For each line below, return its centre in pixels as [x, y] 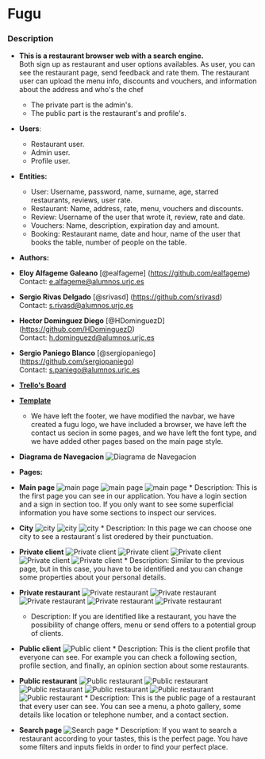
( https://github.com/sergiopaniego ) [77, 361]
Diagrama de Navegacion [61, 457]
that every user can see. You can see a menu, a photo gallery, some [130, 707]
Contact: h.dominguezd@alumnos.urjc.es [87, 337]
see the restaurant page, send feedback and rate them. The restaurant [134, 73]
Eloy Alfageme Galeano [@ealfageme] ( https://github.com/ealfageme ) [134, 273]
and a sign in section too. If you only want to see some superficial [126, 504]
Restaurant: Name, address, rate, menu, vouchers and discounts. [137, 209]
